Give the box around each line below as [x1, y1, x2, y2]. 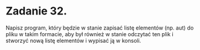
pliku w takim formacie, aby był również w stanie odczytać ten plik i [5, 30, 173, 37]
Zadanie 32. [5, 4, 68, 18]
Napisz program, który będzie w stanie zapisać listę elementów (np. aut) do [5, 24, 194, 31]
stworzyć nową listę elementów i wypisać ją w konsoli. [5, 37, 141, 44]
